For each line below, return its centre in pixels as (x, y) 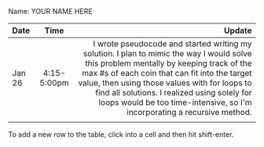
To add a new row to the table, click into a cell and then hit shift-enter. (121, 134)
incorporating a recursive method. (189, 112)
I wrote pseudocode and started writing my (172, 44)
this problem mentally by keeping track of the (169, 63)
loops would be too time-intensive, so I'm (175, 102)
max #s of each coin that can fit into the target (167, 73)
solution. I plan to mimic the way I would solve (167, 54)
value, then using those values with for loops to (165, 83)
